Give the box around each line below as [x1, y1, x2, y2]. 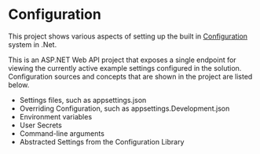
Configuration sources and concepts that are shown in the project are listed [8, 71, 253, 81]
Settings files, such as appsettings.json [19, 95, 147, 104]
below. [8, 80, 30, 90]
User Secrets [19, 120, 63, 130]
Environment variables [19, 112, 93, 121]
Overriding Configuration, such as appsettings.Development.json [19, 104, 230, 113]
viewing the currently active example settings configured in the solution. [8, 63, 242, 72]
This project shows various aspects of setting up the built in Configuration [8, 31, 248, 41]
